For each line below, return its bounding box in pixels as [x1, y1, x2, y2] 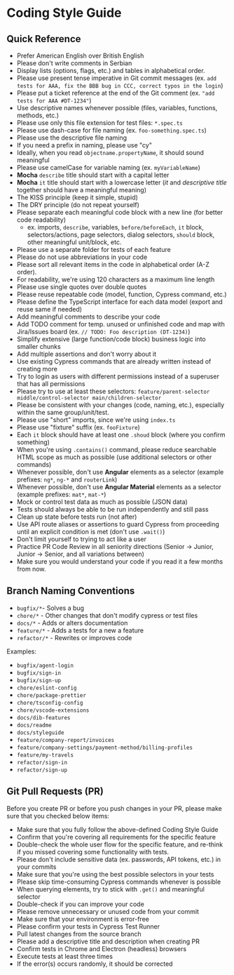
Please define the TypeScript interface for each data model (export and [16, 298, 223, 306]
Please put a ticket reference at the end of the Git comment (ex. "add [16, 89, 215, 97]
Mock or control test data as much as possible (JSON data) [16, 498, 188, 506]
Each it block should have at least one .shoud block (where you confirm [16, 430, 226, 439]
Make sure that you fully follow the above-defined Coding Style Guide [16, 825, 219, 833]
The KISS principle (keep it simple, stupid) [16, 193, 138, 201]
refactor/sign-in [16, 759, 68, 766]
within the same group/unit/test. [16, 409, 109, 416]
